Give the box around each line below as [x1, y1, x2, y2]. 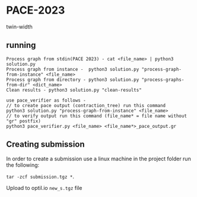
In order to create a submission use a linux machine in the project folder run [6, 155, 191, 162]
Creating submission [6, 140, 85, 150]
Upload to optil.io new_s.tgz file [6, 184, 82, 191]
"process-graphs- [141, 76, 185, 83]
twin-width [6, 23, 33, 30]
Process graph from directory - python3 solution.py [6, 76, 139, 83]
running [6, 40, 36, 50]
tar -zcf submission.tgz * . [6, 173, 75, 180]
